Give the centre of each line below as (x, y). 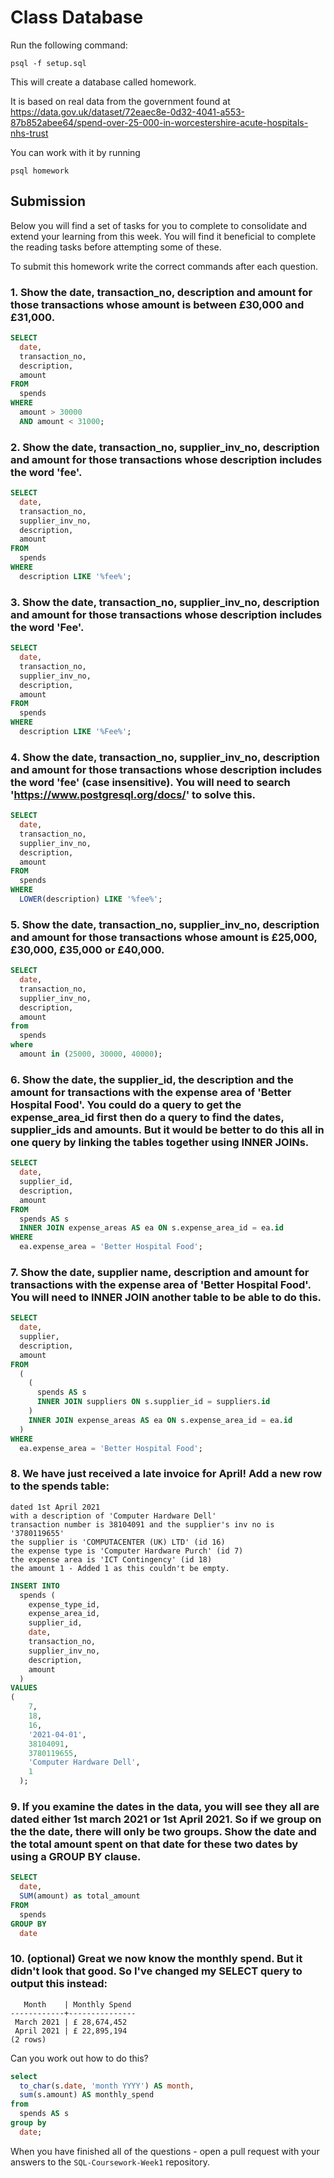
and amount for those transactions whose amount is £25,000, (164, 937)
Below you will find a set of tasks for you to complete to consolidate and (159, 225)
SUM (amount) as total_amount (80, 1896)
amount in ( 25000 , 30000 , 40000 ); (91, 1054)
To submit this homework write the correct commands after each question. (164, 266)
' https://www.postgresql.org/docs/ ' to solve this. (133, 794)
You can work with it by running (75, 152)
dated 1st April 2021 (55, 1507)
